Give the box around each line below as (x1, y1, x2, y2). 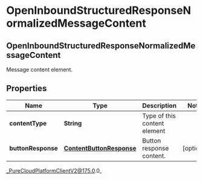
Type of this (141, 111, 176, 120)
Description (141, 101, 177, 109)
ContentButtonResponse (63, 144, 137, 152)
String (63, 119, 82, 127)
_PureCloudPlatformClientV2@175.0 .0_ (6, 167, 102, 174)
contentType (9, 119, 47, 127)
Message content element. (6, 66, 73, 73)
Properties (6, 83, 47, 94)
